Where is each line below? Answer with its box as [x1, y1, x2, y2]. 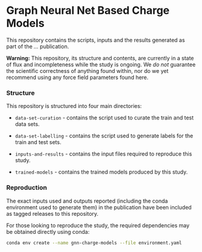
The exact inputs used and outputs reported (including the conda [6, 197, 168, 204]
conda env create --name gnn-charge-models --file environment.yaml [6, 239, 182, 246]
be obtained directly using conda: [6, 228, 90, 235]
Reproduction [6, 183, 47, 192]
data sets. [14, 121, 40, 128]
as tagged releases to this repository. [6, 210, 99, 217]
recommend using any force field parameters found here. [6, 74, 149, 81]
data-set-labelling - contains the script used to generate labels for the [14, 132, 194, 139]
